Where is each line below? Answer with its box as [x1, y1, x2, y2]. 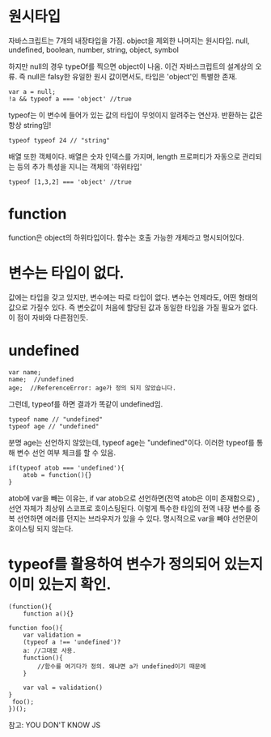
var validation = [23, 631, 82, 639]
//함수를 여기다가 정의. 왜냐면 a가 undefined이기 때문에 [37, 662, 206, 671]
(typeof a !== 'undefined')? [23, 637, 121, 646]
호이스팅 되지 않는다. [8, 523, 74, 533]
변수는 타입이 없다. [8, 264, 125, 283]
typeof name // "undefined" [8, 415, 104, 424]
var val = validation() [23, 684, 104, 692]
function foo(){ [8, 624, 63, 632]
